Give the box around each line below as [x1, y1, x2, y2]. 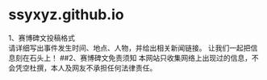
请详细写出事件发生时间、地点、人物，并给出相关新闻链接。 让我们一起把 [8, 42, 251, 53]
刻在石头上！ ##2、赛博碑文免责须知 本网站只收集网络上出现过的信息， [15, 53, 252, 62]
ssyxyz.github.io [8, 6, 124, 24]
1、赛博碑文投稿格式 [8, 33, 75, 42]
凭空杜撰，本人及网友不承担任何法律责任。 [15, 62, 157, 73]
